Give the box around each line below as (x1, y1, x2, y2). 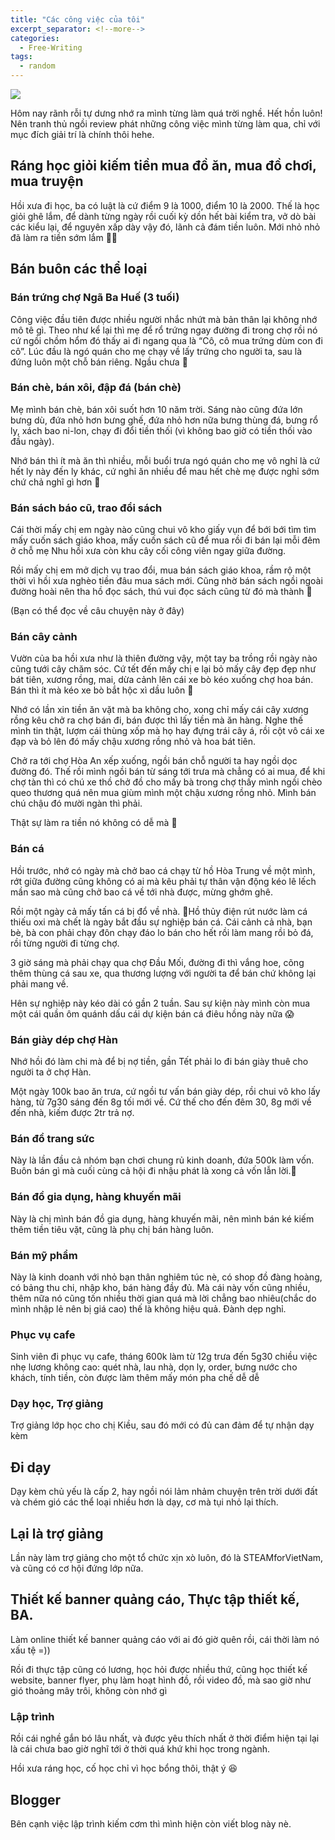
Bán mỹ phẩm (10, 1248, 78, 1262)
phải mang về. (10, 977, 69, 990)
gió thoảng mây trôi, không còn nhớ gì (10, 1684, 168, 1696)
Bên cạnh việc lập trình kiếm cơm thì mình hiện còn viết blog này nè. (10, 1818, 292, 1830)
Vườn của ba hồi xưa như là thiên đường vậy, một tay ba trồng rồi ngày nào (10, 652, 318, 665)
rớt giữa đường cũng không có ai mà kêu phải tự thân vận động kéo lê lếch (10, 875, 317, 887)
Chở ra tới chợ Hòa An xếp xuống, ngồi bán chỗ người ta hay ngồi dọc (10, 755, 298, 767)
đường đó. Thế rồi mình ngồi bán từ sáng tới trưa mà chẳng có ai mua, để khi (10, 766, 326, 778)
